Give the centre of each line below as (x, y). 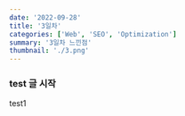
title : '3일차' (36, 26)
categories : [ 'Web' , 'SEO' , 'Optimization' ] (93, 34)
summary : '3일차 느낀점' (50, 42)
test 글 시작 (32, 84)
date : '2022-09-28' (45, 17)
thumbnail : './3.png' (49, 51)
